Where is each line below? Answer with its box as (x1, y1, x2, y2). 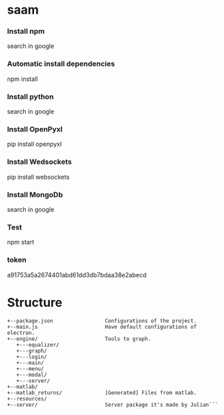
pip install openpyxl (7, 140, 62, 149)
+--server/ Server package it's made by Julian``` (7, 401, 219, 408)
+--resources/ (7, 395, 48, 402)
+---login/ (16, 353, 48, 360)
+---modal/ (16, 371, 48, 378)
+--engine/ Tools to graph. (7, 335, 152, 342)
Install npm (7, 27, 45, 36)
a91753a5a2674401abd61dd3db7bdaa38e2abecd (7, 271, 147, 279)
